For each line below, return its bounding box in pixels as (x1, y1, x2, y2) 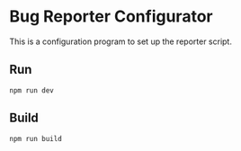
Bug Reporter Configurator (9, 6, 213, 27)
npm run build (9, 134, 63, 143)
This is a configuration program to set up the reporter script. (9, 36, 232, 47)
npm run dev (9, 85, 54, 95)
